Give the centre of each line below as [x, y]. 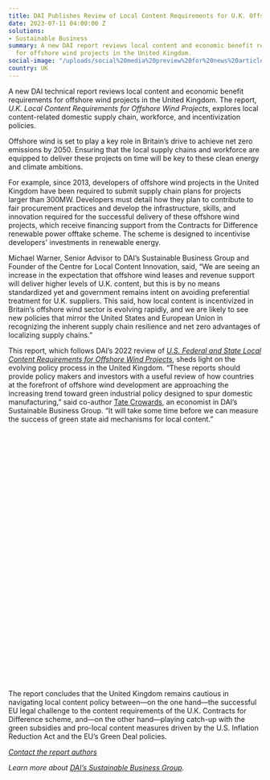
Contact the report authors [53, 752]
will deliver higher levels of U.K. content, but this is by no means [115, 284]
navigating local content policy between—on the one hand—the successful [133, 702]
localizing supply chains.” [51, 334]
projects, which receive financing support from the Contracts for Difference [133, 225]
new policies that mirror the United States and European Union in [116, 317]
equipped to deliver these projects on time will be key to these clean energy [134, 158]
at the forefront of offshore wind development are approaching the [119, 384]
